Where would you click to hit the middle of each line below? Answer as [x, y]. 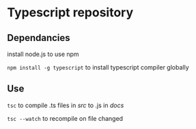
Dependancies [39, 38]
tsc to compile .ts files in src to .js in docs [66, 105]
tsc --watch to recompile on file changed [65, 118]
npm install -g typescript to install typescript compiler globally [98, 67]
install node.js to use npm [43, 54]
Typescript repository [70, 13]
